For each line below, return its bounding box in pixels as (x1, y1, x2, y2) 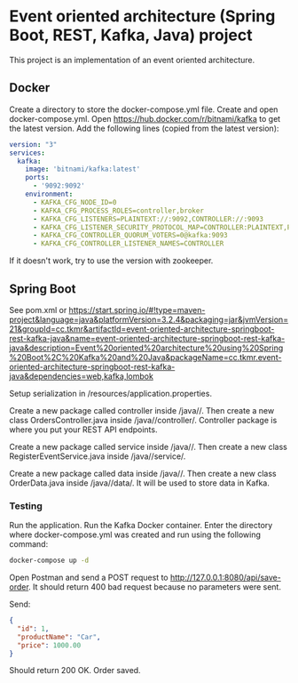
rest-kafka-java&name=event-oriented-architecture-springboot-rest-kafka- (9, 333, 286, 343)
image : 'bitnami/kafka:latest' (25, 165, 141, 174)
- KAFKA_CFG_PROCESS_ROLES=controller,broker (32, 206, 204, 215)
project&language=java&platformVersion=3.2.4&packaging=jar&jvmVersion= (9, 314, 289, 325)
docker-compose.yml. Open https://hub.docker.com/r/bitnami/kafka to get (9, 113, 281, 124)
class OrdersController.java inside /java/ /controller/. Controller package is (9, 414, 278, 425)
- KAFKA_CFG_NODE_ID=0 (32, 197, 117, 206)
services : (9, 149, 46, 157)
